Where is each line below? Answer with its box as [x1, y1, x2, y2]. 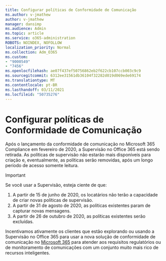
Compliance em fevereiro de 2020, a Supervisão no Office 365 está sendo [5, 146, 160, 152]
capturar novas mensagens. [12, 208, 71, 214]
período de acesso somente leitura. [5, 163, 79, 169]
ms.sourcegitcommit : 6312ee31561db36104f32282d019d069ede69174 [5, 73, 141, 78]
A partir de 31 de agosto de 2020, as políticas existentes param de [12, 202, 151, 208]
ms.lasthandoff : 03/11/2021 [5, 87, 65, 92]
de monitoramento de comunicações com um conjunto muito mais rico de [5, 244, 159, 250]
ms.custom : [5, 54, 28, 60]
